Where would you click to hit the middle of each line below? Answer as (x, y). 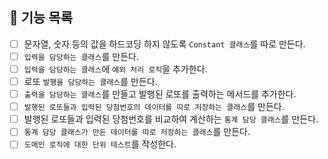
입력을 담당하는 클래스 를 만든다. (81, 56)
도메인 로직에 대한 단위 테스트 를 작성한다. (100, 144)
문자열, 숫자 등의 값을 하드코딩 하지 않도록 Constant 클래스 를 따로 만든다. (164, 44)
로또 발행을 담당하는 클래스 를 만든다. (90, 81)
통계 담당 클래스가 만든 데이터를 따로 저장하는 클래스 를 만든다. (137, 132)
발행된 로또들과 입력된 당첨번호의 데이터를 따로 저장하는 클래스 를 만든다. (154, 107)
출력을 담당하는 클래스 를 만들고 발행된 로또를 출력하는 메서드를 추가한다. (160, 94)
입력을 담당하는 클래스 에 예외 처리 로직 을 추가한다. (115, 69)
